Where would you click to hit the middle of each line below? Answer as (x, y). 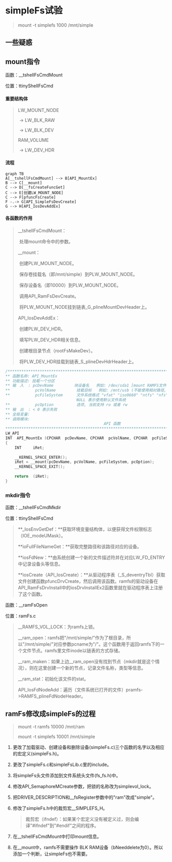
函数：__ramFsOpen (26, 605)
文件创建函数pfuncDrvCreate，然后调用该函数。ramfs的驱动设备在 (88, 582)
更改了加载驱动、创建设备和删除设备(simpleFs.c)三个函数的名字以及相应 (89, 747)
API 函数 (112, 424)
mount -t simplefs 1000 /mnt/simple (56, 25)
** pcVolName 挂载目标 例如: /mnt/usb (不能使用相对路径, (86, 390)
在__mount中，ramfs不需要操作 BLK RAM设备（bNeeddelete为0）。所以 (88, 847)
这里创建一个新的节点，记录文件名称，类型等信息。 (92, 668)
